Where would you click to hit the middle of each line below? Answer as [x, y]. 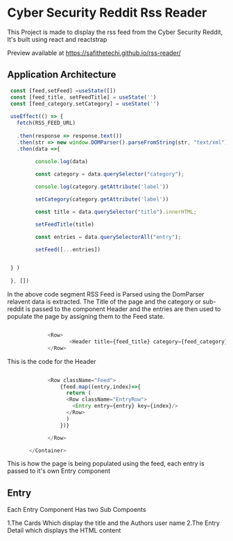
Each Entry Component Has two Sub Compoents [77, 510]
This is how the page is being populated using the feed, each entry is [106, 464]
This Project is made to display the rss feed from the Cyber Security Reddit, [115, 32]
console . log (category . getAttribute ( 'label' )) [102, 187]
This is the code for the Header [52, 361]
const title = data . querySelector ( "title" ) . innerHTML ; [116, 212]
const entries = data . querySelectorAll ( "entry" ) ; [108, 237]
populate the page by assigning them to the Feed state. [86, 316]
